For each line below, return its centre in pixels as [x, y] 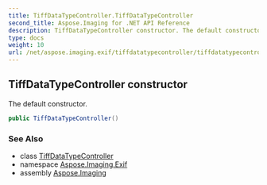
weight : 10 [26, 45]
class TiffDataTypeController [66, 156]
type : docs [26, 38]
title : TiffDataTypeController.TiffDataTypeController [101, 15]
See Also [26, 138]
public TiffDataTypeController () [64, 118]
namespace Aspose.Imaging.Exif [74, 164]
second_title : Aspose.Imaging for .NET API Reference [99, 23]
